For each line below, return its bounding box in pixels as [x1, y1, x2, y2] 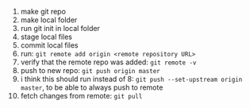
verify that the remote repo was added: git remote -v [20, 57, 197, 67]
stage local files [20, 32, 73, 41]
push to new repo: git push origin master [20, 66, 161, 75]
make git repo [20, 7, 67, 16]
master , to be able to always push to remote [20, 83, 163, 92]
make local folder [20, 15, 78, 25]
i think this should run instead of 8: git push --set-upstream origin [20, 75, 243, 83]
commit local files [20, 40, 79, 50]
